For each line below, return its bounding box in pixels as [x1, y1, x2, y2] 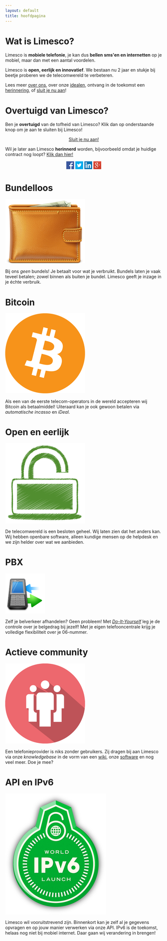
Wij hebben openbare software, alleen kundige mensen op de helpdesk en [5, 534, 159, 540]
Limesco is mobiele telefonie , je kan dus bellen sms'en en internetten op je [5, 52, 162, 58]
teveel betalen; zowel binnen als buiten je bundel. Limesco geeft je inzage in [5, 274, 162, 280]
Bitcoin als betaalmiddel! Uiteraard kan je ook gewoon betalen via [5, 404, 140, 410]
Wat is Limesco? [5, 36, 75, 47]
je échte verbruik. [5, 279, 41, 285]
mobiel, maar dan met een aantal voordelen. [5, 58, 96, 64]
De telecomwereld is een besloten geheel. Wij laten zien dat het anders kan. [5, 528, 161, 535]
